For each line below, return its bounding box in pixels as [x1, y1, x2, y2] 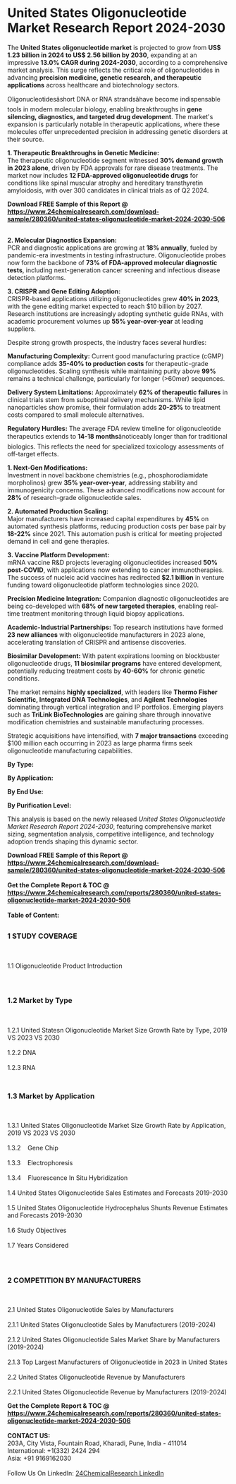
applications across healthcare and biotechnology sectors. [7, 80, 180, 89]
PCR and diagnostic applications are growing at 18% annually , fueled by [7, 243, 218, 252]
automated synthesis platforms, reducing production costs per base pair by [7, 522, 226, 530]
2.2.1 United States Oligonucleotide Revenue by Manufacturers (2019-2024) [7, 1388, 228, 1397]
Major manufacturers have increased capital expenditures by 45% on [7, 514, 209, 523]
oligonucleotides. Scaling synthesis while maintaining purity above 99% [7, 367, 216, 375]
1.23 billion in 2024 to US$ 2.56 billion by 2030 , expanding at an [7, 51, 197, 59]
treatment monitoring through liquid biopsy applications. [21, 609, 185, 618]
